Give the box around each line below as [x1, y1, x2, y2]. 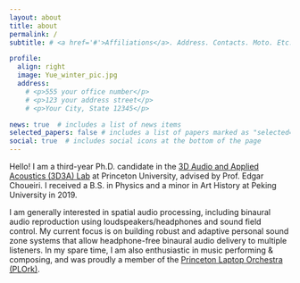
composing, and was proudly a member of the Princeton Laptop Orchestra [9, 254, 283, 264]
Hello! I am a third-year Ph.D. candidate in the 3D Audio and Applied [9, 162, 259, 171]
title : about [9, 21, 58, 30]
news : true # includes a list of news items [9, 120, 181, 129]
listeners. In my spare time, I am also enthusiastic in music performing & [9, 245, 274, 255]
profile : [9, 54, 42, 63]
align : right [17, 62, 66, 71]
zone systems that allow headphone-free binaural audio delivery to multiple [9, 236, 287, 246]
